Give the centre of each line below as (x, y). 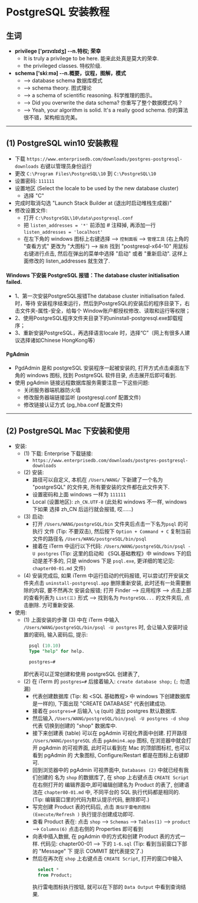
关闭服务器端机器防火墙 (52, 390)
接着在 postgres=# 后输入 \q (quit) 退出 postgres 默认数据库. (105, 711)
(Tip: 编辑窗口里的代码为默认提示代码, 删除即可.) (91, 799)
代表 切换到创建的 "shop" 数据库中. (75, 725)
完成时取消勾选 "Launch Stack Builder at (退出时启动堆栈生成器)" (93, 203)
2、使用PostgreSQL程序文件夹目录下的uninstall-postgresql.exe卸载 (96, 318)
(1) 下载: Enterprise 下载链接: (58, 454)
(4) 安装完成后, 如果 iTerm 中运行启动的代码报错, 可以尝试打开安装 (103, 575)
